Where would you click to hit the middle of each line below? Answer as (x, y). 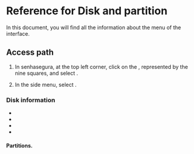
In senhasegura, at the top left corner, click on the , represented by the (101, 67)
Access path (30, 53)
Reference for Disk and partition (87, 11)
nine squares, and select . (46, 73)
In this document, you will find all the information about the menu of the (94, 27)
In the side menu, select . (46, 84)
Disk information (31, 100)
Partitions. (19, 145)
